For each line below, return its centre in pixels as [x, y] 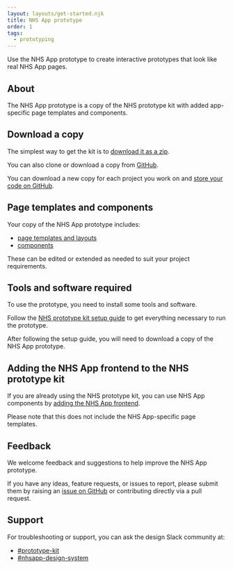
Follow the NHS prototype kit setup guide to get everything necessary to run [116, 318]
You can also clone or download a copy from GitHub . [83, 165]
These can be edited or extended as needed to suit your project [98, 259]
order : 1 [20, 26]
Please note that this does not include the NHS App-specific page [102, 417]
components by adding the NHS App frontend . [74, 403]
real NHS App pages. [37, 67]
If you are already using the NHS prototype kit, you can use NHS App [106, 396]
